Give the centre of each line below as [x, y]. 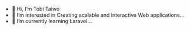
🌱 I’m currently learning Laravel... [52, 21]
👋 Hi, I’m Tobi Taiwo [36, 9]
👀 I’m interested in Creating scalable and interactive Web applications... [98, 15]
